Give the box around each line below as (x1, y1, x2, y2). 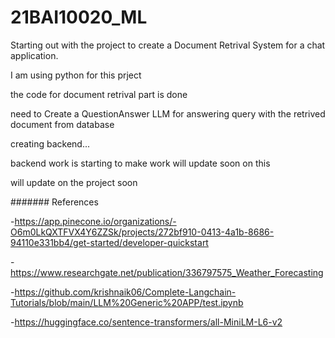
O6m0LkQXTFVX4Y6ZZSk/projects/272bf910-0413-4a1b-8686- (10, 226, 275, 238)
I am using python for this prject (10, 69, 142, 81)
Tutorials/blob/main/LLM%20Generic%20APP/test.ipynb (10, 296, 244, 308)
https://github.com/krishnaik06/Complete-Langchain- (14, 286, 237, 298)
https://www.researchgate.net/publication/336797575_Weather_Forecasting (10, 266, 324, 278)
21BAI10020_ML (10, 6, 148, 29)
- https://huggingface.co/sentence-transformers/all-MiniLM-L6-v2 (10, 316, 283, 328)
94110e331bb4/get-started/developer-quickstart (10, 236, 209, 248)
